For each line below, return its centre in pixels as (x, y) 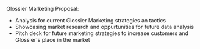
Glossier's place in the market (52, 40)
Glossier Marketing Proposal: (43, 9)
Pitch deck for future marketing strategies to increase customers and (102, 33)
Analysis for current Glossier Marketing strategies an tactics (91, 20)
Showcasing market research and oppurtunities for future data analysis (104, 27)
